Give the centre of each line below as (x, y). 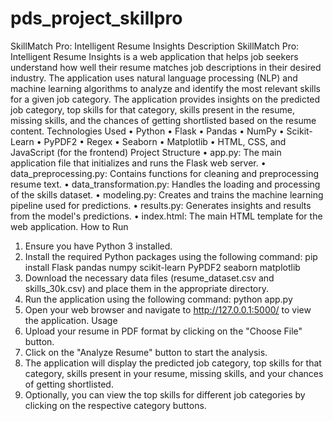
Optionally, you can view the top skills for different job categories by (165, 394)
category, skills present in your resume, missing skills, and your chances (174, 373)
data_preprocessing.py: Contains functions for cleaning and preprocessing (165, 173)
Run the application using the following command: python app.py (158, 299)
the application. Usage (71, 320)
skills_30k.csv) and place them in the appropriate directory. (147, 288)
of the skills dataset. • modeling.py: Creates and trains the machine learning (167, 194)
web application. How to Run (69, 226)
